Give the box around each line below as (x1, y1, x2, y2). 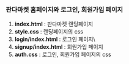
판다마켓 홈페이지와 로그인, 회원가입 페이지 (6, 5, 123, 13)
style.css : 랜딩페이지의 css (14, 28, 84, 35)
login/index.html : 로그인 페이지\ (14, 35, 95, 43)
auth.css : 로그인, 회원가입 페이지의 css (14, 51, 111, 59)
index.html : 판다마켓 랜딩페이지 (14, 20, 94, 28)
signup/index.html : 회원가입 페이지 (14, 43, 103, 51)
